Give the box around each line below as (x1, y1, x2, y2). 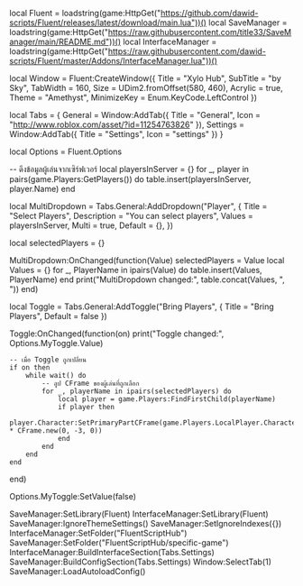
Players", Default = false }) (9, 311, 108, 321)
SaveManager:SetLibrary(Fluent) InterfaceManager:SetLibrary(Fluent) (9, 508, 269, 519)
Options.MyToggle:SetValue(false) (9, 491, 137, 501)
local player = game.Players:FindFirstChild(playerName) (57, 395, 277, 404)
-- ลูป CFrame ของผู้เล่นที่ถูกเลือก (41, 379, 140, 388)
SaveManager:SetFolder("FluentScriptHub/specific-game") (9, 537, 229, 548)
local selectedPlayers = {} (9, 238, 106, 248)
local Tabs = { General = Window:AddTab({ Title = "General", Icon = (9, 110, 262, 120)
